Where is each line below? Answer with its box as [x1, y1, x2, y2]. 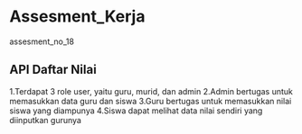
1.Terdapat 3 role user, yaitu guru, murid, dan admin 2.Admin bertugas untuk [9, 85, 294, 96]
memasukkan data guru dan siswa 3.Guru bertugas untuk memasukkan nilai [9, 95, 292, 106]
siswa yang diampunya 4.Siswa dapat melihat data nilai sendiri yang [9, 105, 263, 116]
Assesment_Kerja [9, 6, 146, 27]
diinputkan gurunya [9, 114, 81, 125]
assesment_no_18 [9, 36, 75, 47]
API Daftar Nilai [9, 62, 97, 77]
